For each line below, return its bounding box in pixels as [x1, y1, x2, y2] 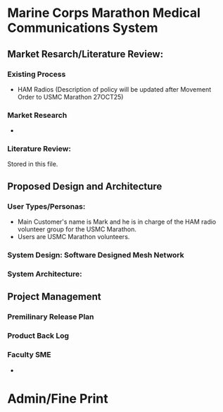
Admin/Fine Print [7, 390, 109, 406]
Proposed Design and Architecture [7, 180, 163, 192]
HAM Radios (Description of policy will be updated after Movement [17, 85, 212, 93]
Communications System [7, 20, 158, 36]
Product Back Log [7, 331, 69, 341]
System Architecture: [7, 269, 82, 279]
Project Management [7, 291, 101, 303]
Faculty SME [7, 350, 51, 360]
